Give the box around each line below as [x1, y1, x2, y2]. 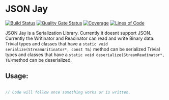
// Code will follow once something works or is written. [5, 90, 131, 95]
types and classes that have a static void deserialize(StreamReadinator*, [5, 52, 165, 58]
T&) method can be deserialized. [5, 57, 72, 63]
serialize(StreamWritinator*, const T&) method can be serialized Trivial [5, 46, 160, 52]
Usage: [5, 72, 29, 81]
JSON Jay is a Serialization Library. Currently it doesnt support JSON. [5, 30, 152, 36]
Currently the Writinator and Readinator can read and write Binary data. [5, 35, 155, 41]
